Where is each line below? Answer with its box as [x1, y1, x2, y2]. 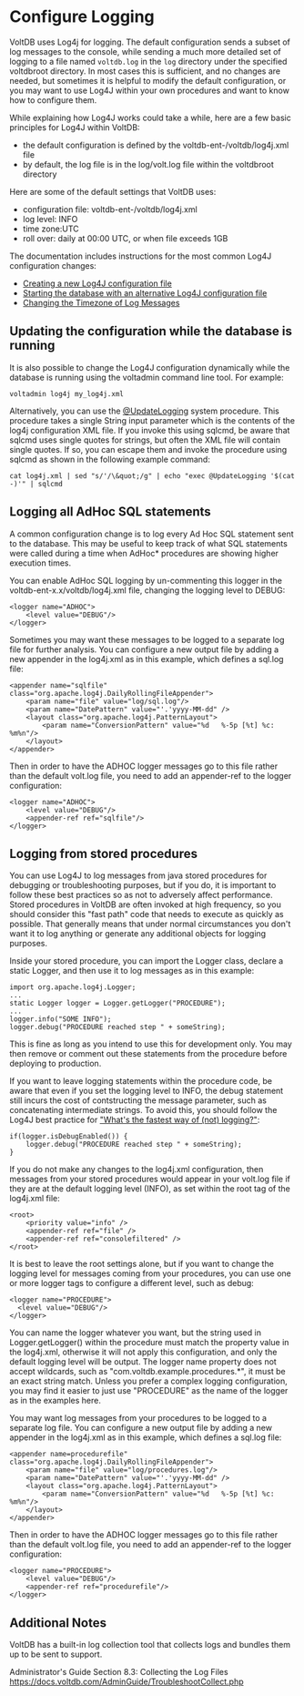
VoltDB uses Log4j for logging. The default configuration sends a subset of [9, 36, 291, 47]
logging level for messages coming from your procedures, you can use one [9, 1268, 291, 1279]
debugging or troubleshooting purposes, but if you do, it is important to [9, 880, 277, 891]
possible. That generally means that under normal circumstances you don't [9, 918, 291, 930]
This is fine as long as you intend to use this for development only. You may [9, 1038, 293, 1049]
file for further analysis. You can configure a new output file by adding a [9, 644, 279, 655]
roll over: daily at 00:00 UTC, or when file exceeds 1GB [22, 232, 228, 243]
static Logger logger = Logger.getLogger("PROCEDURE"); [9, 999, 226, 1008]
